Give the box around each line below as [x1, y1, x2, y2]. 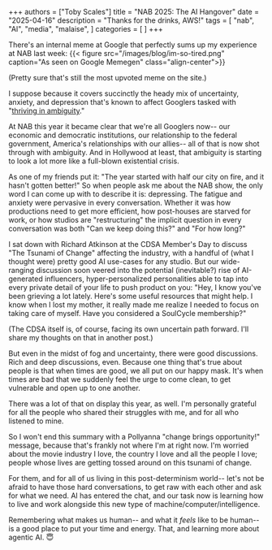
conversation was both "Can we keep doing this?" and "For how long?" [8, 223, 246, 233]
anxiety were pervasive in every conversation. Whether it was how [8, 198, 231, 207]
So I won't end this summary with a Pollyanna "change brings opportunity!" [8, 432, 261, 441]
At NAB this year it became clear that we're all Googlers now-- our [8, 122, 231, 131]
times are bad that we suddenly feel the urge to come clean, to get [8, 375, 231, 384]
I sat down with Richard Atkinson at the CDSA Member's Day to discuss [8, 240, 248, 249]
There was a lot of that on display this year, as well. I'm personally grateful [8, 399, 257, 409]
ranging [8, 266, 35, 275]
